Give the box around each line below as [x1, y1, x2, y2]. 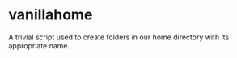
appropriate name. [8, 40, 70, 50]
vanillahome [8, 6, 93, 24]
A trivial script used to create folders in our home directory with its [8, 32, 230, 42]
